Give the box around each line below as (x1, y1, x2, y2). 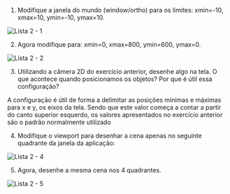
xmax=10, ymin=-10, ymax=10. (17, 13, 105, 22)
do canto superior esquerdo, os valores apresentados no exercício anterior (7, 111, 223, 119)
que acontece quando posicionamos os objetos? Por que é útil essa (17, 75, 213, 83)
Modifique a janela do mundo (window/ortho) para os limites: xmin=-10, (17, 6, 224, 14)
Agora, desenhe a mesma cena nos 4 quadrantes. (17, 166, 162, 174)
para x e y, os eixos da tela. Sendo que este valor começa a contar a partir (7, 103, 222, 111)
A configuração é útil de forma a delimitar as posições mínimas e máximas (7, 96, 222, 104)
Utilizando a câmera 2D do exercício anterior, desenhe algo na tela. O (17, 68, 217, 75)
